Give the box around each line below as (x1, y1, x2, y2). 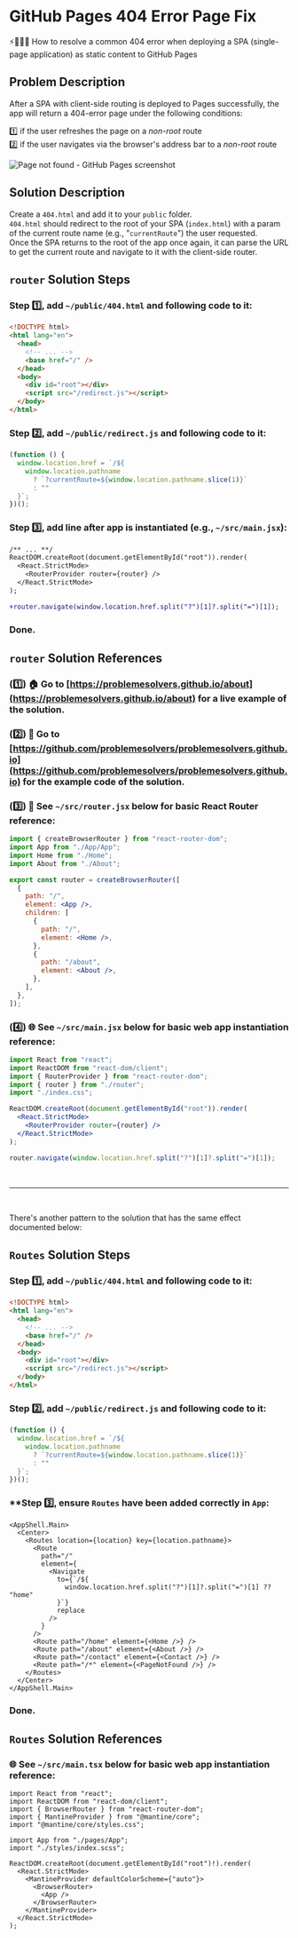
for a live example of (198, 692, 287, 704)
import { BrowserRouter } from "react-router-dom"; (9, 1805, 204, 1814)
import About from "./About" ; (9, 859, 122, 868)
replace (56, 1606, 86, 1615)
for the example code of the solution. (22, 775, 185, 788)
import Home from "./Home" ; (9, 851, 114, 860)
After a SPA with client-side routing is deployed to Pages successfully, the (9, 98, 279, 108)
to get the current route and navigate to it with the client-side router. (9, 246, 258, 257)
